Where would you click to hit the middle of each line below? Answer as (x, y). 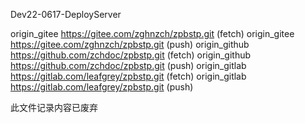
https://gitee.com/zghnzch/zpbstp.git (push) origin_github (130, 44)
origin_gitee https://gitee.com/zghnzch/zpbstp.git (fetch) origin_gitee (152, 33)
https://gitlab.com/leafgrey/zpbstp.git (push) (102, 87)
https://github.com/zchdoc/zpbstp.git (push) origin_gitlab (128, 65)
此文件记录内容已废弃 (54, 107)
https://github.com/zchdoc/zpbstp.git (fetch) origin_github (131, 55)
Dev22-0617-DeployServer (66, 14)
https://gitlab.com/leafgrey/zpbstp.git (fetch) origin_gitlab (128, 76)
